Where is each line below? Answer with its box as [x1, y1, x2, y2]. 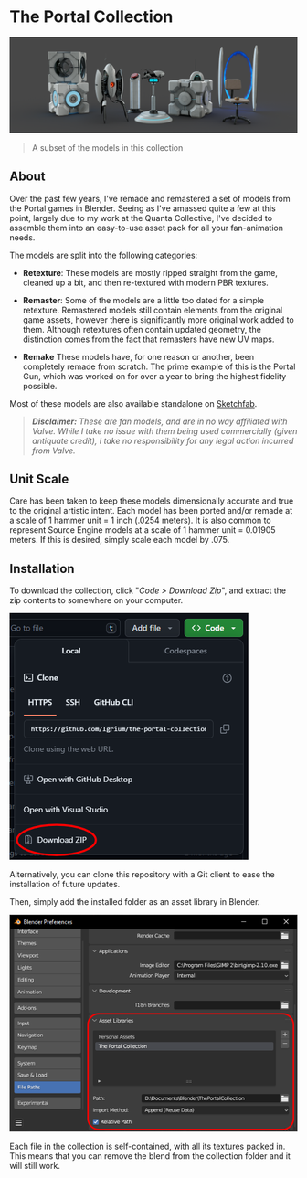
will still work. [9, 1160, 61, 1171]
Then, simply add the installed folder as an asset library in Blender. [9, 897, 260, 907]
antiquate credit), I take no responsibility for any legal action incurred [31, 435, 294, 446]
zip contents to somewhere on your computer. [9, 595, 184, 606]
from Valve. [31, 445, 76, 456]
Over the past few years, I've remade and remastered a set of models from [9, 193, 291, 204]
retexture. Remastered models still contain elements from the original [22, 304, 283, 315]
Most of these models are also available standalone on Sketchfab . [9, 398, 258, 409]
